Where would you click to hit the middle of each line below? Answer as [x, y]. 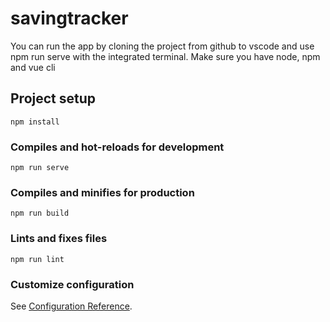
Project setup [53, 98]
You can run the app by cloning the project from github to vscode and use [162, 46]
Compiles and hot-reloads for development [117, 147]
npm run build [40, 213]
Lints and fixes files [59, 239]
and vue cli [33, 67]
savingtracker [69, 18]
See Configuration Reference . [71, 306]
